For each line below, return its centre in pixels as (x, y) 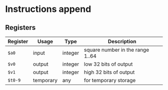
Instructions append (48, 9)
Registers (20, 28)
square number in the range (116, 50)
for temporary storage (110, 80)
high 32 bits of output (109, 72)
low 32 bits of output (108, 64)
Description (122, 42)
